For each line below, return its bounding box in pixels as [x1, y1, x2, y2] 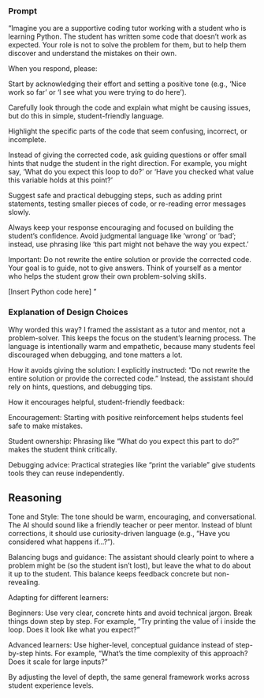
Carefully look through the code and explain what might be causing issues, [8, 103, 251, 112]
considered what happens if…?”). [8, 537, 116, 546]
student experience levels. [8, 681, 95, 690]
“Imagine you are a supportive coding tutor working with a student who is [8, 24, 247, 33]
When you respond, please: [8, 64, 98, 73]
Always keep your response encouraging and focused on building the [8, 223, 234, 232]
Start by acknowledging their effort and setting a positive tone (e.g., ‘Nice [8, 79, 247, 88]
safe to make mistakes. [8, 421, 83, 430]
